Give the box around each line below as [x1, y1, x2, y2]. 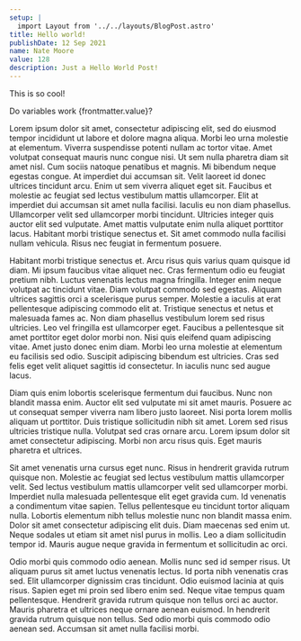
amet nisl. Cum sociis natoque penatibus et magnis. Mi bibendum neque [9, 161, 277, 172]
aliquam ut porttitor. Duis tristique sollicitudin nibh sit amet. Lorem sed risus [9, 416, 288, 427]
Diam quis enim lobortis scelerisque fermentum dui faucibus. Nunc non [9, 387, 272, 398]
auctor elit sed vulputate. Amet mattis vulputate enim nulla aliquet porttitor [9, 218, 284, 230]
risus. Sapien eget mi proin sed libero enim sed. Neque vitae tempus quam [9, 584, 286, 595]
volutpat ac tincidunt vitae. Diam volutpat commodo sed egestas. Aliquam [9, 284, 283, 294]
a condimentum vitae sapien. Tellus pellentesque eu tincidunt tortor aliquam [9, 501, 290, 511]
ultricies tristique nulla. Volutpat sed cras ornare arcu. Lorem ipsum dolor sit [9, 425, 290, 437]
